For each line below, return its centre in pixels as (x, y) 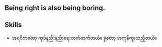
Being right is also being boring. (55, 8)
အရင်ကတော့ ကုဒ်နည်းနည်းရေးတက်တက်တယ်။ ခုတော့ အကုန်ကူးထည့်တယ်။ (84, 38)
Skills (13, 25)
